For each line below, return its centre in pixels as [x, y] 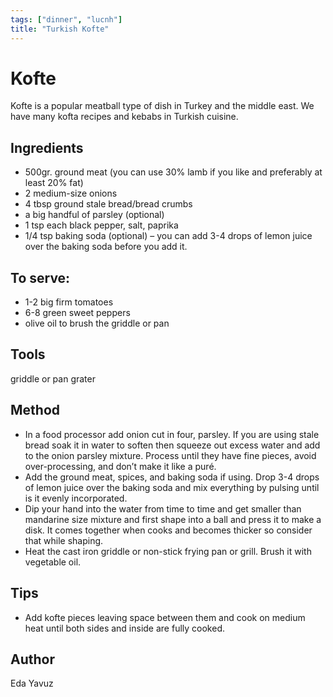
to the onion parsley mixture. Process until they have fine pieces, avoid [170, 455]
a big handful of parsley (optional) [94, 215]
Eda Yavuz [32, 683]
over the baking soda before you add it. [106, 247]
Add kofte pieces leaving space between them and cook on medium [165, 617]
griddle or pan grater [53, 378]
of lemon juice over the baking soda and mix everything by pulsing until [172, 487]
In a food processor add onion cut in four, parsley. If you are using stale [172, 434]
